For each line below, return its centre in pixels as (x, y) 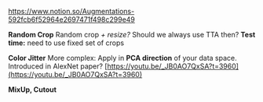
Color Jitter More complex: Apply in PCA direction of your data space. (122, 58)
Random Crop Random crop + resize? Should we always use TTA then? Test (132, 35)
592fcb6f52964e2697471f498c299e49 (72, 19)
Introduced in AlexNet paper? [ (58, 66)
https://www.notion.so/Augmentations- (71, 11)
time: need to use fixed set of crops (66, 43)
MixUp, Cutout (33, 90)
